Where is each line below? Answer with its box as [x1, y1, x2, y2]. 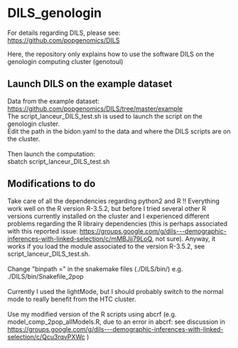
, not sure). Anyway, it [151, 234, 216, 243]
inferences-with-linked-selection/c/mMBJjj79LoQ [7, 234, 153, 243]
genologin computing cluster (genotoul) [7, 57, 124, 65]
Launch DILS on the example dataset [7, 78, 173, 90]
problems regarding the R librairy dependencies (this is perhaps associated [7, 219, 227, 228]
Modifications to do [7, 178, 96, 190]
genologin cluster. [7, 119, 60, 128]
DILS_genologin [7, 5, 102, 21]
